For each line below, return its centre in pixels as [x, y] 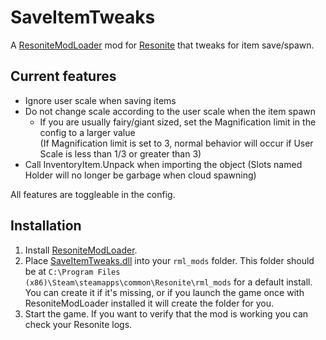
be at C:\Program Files [72, 271]
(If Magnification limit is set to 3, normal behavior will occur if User [176, 143]
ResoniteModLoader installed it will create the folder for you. [149, 303]
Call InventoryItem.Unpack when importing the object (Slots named [163, 164]
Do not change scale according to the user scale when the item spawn [170, 111]
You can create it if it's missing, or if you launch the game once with [164, 292]
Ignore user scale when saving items [100, 100]
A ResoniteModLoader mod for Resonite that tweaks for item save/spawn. [162, 45]
